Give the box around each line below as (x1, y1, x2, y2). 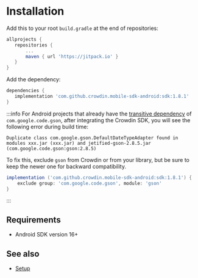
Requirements (6, 214, 61, 225)
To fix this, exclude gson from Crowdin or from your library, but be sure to (6, 156, 190, 163)
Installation (6, 4, 65, 18)
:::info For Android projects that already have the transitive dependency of (6, 110, 192, 117)
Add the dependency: (6, 76, 61, 83)
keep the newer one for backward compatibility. (6, 163, 127, 170)
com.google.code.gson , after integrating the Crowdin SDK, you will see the (6, 116, 191, 123)
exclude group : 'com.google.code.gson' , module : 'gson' (17, 180, 163, 186)
